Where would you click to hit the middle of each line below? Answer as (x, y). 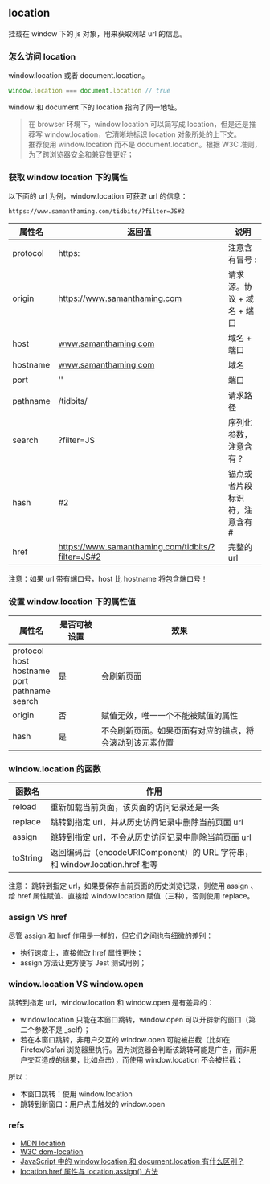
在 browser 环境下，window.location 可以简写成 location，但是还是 (138, 124)
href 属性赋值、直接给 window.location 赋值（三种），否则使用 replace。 (136, 895)
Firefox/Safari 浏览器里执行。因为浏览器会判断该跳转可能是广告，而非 (135, 1050)
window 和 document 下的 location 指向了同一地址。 (95, 107)
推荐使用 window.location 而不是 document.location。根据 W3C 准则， (145, 144)
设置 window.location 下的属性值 (72, 602)
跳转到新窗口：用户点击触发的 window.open (92, 1104)
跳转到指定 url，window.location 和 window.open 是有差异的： (111, 1003)
